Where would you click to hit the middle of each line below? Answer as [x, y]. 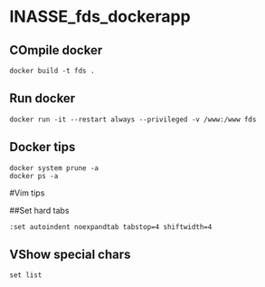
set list [26, 275]
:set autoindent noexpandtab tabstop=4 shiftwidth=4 [111, 227]
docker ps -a [34, 176]
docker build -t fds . [52, 71]
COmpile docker [56, 50]
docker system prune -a [54, 168]
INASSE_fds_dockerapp [100, 17]
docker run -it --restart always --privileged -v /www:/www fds [133, 120]
